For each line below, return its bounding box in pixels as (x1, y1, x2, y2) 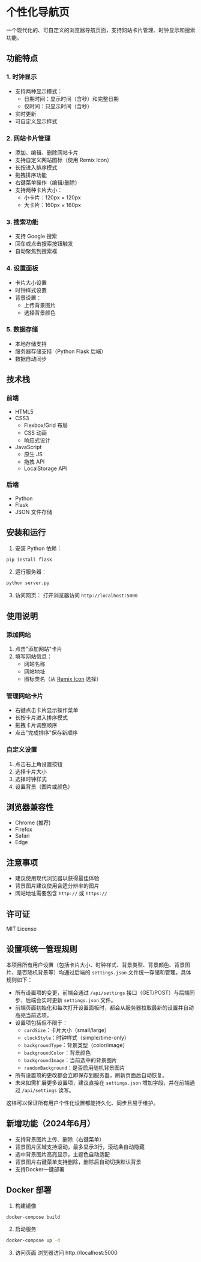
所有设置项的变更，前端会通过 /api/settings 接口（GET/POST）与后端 (14, 989, 190, 996)
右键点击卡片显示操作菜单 (14, 707, 79, 714)
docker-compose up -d (6, 1237, 61, 1243)
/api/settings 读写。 (22, 1086, 74, 1093)
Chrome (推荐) (14, 819, 51, 826)
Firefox (14, 826, 33, 833)
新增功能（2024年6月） (6, 1119, 95, 1129)
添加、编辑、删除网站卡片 (14, 148, 79, 156)
